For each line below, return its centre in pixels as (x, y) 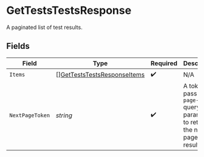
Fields (18, 46)
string (64, 115)
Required (164, 63)
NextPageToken (30, 115)
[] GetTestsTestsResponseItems (100, 75)
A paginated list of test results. (45, 27)
